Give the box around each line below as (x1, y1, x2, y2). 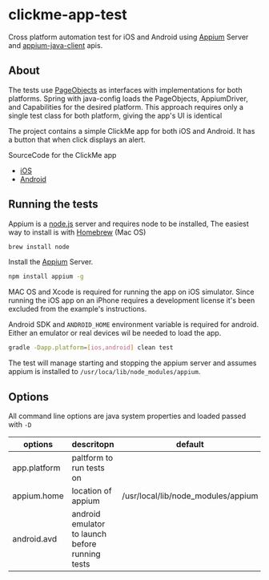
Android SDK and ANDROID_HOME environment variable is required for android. (8, 320, 259, 329)
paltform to (71, 453, 114, 463)
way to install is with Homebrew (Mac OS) (8, 227, 147, 237)
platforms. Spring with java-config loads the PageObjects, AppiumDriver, (8, 94, 248, 103)
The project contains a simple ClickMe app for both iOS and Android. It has (8, 126, 255, 135)
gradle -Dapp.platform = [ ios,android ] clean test (8, 344, 174, 352)
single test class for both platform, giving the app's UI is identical (8, 111, 223, 120)
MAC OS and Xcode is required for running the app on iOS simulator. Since (8, 287, 255, 297)
